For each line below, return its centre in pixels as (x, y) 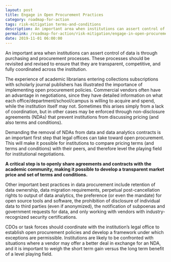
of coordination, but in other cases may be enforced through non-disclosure (85, 111)
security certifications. (54, 217)
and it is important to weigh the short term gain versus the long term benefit (85, 248)
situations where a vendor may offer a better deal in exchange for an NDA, (83, 243)
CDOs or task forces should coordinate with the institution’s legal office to (82, 227)
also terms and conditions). (34, 122)
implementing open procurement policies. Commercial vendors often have (83, 90)
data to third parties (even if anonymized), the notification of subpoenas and (85, 206)
